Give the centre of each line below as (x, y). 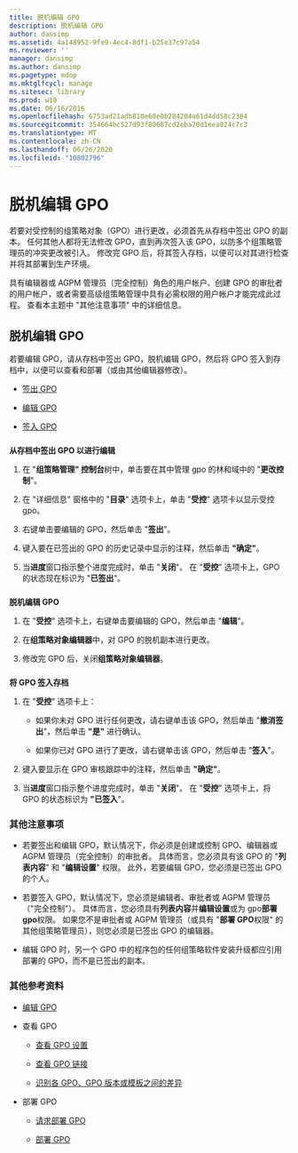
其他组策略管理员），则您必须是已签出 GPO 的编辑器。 (120, 931)
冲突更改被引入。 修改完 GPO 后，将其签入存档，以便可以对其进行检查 (161, 253)
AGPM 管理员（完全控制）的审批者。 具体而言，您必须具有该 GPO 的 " (150, 856)
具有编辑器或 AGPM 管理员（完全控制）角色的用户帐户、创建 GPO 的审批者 (146, 283)
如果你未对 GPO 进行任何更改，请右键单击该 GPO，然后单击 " (148, 720)
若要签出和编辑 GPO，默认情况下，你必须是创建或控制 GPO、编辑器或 (149, 846)
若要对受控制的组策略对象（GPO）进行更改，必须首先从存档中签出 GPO (140, 231)
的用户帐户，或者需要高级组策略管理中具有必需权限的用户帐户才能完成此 (141, 294)
